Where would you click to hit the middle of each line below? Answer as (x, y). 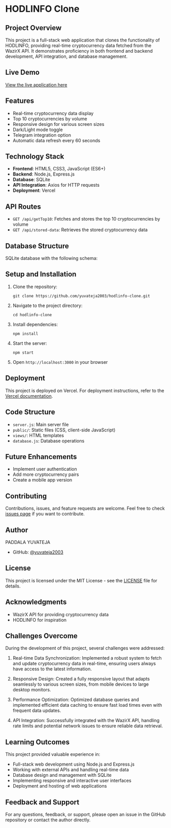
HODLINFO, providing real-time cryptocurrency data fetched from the (78, 46)
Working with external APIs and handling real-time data (71, 770)
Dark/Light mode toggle (38, 129)
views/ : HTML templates (38, 435)
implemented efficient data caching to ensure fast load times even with (87, 705)
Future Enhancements (41, 457)
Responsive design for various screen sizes (58, 124)
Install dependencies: (35, 324)
